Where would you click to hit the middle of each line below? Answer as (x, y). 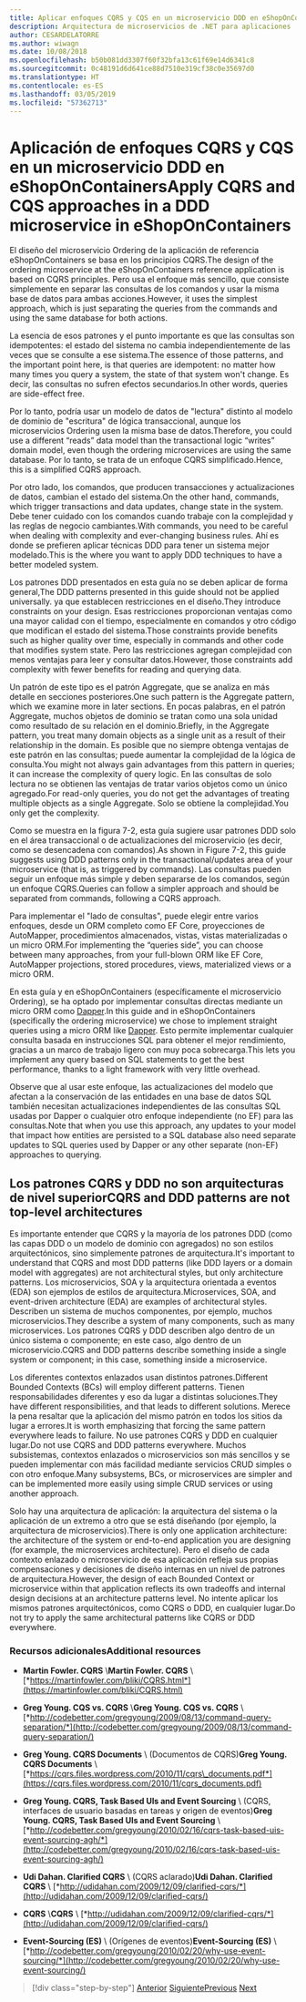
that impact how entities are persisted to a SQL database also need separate (153, 1135)
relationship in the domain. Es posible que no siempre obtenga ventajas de (149, 745)
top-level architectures (76, 1211)
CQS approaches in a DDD (110, 205)
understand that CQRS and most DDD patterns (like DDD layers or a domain (151, 1263)
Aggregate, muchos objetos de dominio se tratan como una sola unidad (143, 716)
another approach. (44, 1494)
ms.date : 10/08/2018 (49, 52)
